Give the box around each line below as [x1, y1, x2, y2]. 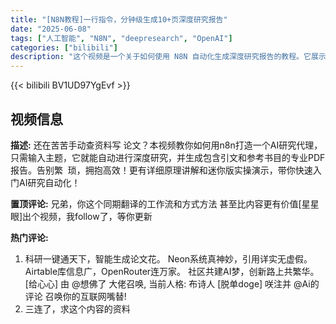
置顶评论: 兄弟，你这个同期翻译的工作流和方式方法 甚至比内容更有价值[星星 [10, 197, 320, 210]
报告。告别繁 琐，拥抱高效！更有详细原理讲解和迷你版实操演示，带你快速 [10, 164, 313, 176]
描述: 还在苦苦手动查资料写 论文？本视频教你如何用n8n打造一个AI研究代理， [10, 139, 323, 151]
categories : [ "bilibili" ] [10, 42, 118, 53]
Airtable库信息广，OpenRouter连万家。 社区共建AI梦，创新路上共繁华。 [24, 265, 320, 277]
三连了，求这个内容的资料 [24, 302, 131, 315]
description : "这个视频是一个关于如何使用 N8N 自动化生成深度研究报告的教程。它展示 [10, 52, 327, 62]
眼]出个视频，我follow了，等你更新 [10, 210, 153, 222]
